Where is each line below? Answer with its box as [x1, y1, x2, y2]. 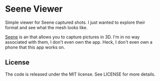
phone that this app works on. [5, 44, 65, 50]
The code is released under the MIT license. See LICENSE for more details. [5, 71, 156, 77]
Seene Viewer [5, 3, 63, 15]
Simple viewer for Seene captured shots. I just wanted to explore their [5, 19, 145, 25]
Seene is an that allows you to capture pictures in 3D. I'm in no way [5, 34, 140, 40]
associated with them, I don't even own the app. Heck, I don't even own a [5, 39, 153, 45]
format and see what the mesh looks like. [5, 24, 88, 30]
